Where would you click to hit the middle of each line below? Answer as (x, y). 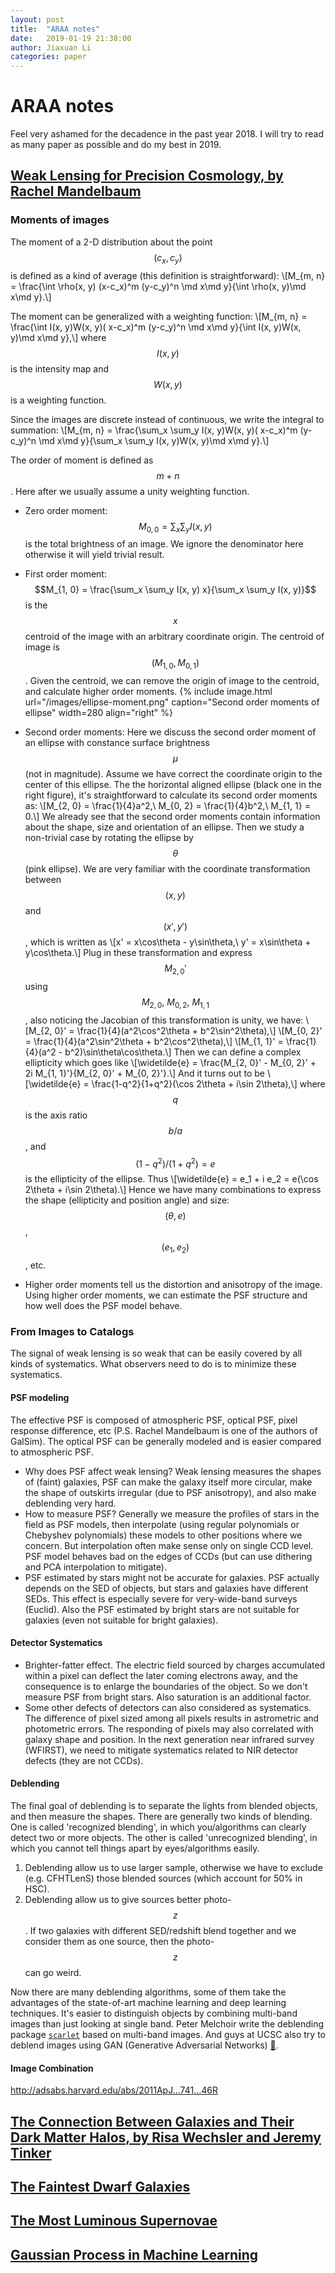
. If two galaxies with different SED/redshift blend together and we (160, 1931)
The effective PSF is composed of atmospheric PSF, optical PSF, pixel (154, 1420)
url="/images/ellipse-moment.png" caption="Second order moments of (172, 702)
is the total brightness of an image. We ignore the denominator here (164, 544)
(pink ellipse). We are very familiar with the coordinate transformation (167, 869)
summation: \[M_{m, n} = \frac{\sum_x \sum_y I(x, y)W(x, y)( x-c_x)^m (154, 430)
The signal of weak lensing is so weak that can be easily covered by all (156, 1353)
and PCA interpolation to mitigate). (95, 1567)
